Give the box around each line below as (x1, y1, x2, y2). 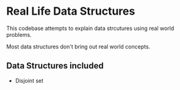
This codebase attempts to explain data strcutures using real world (6, 24, 175, 32)
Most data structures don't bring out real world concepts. (6, 43, 151, 50)
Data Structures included (6, 61, 104, 71)
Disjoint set (15, 77, 44, 84)
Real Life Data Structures (6, 4, 135, 18)
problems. (6, 31, 32, 38)
